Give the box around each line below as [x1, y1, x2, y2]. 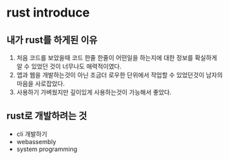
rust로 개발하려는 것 [6, 110, 88, 122]
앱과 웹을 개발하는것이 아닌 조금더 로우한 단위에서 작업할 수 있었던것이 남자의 [16, 71, 223, 79]
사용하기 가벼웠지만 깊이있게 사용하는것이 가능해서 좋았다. [16, 88, 172, 96]
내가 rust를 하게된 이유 [6, 34, 98, 46]
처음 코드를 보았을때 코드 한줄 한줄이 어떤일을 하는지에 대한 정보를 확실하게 [16, 54, 218, 61]
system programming [16, 145, 77, 153]
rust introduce [6, 5, 90, 21]
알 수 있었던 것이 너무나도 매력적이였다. [16, 62, 122, 70]
